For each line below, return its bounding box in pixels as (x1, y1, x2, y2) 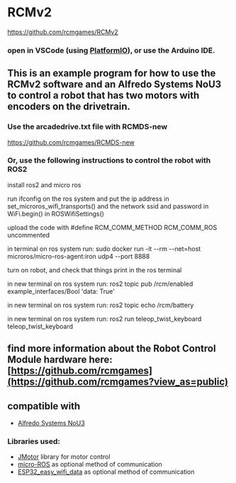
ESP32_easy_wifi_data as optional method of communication (17, 467, 195, 476)
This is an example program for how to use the (7, 67, 216, 79)
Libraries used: (7, 436, 60, 446)
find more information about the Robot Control (7, 343, 216, 355)
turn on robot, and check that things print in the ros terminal (7, 265, 182, 274)
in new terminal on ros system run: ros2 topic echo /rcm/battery (7, 301, 194, 309)
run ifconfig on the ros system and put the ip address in (7, 194, 169, 203)
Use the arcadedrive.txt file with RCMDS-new (7, 122, 168, 132)
